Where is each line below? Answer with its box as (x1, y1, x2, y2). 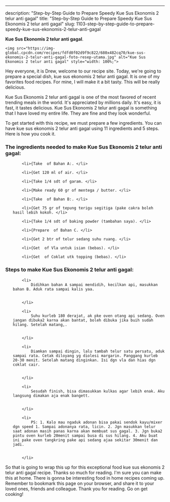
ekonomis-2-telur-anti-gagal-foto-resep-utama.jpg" (5, 55, 116, 60)
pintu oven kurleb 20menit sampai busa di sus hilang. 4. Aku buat (12, 433, 158, 438)
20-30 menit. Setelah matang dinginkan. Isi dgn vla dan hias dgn (12, 357, 156, 363)
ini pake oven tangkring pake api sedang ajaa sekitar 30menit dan (12, 437, 158, 443)
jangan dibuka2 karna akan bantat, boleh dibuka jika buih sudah (12, 317, 153, 322)
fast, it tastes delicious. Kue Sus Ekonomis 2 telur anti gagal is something (5, 105, 157, 111)
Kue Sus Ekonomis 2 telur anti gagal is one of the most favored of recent (5, 94, 156, 100)
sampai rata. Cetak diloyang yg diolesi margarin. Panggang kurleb (12, 353, 158, 358)
